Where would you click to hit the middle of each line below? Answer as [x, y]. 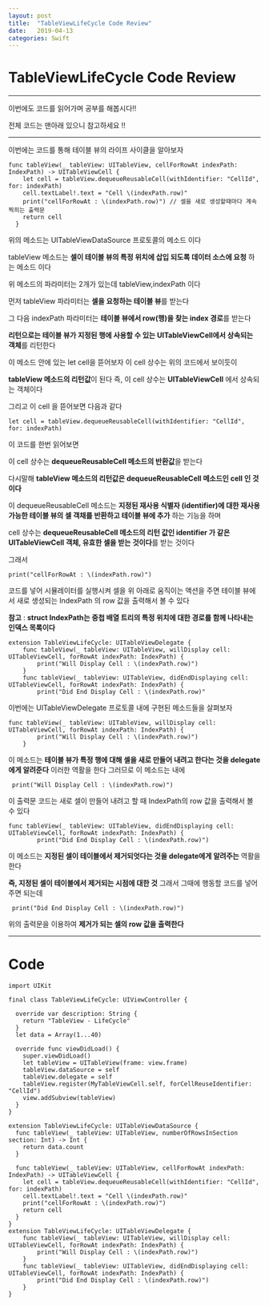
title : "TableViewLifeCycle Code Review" [80, 23]
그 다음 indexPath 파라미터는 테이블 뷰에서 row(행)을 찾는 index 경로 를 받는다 [130, 318]
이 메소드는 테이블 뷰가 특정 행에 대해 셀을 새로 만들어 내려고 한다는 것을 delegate [134, 760]
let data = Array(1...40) [59, 1035]
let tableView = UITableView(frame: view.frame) [105, 1063]
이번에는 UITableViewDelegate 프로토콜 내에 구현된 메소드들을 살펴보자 [120, 708]
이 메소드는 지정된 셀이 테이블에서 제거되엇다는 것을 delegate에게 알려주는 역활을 [134, 856]
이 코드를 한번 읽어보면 [44, 445]
